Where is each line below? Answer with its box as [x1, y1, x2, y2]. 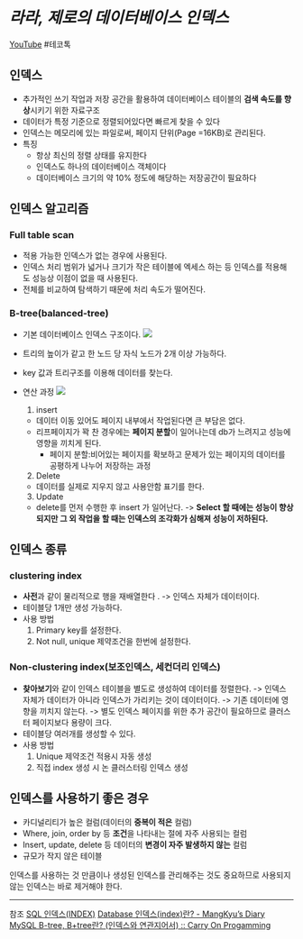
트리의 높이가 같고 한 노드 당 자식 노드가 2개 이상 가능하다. [22, 348, 227, 359]
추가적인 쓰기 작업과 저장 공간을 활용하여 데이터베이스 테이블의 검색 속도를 [22, 93, 282, 104]
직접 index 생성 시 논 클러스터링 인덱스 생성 [35, 761, 188, 772]
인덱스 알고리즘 [9, 201, 89, 216]
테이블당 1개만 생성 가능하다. [22, 602, 123, 613]
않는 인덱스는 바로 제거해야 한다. [9, 880, 124, 891]
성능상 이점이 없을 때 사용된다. [32, 273, 138, 284]
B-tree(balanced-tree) [9, 307, 109, 320]
